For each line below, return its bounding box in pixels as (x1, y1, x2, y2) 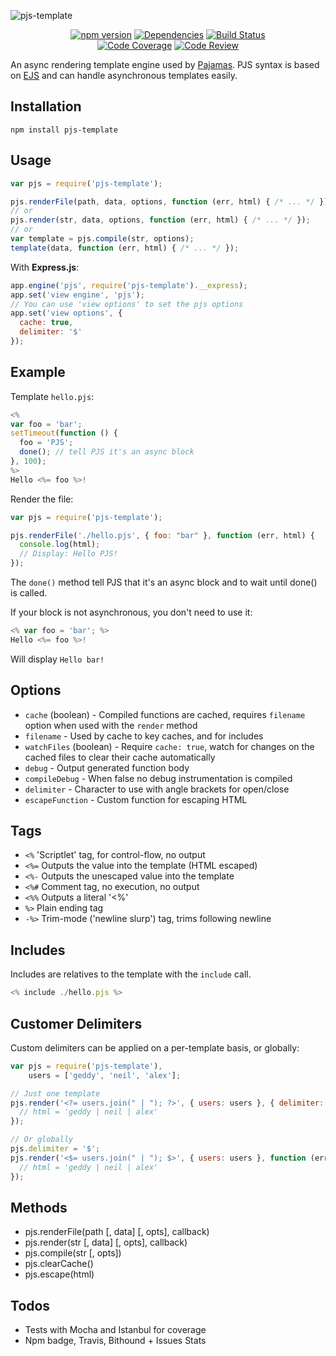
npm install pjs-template (10, 125, 118, 135)
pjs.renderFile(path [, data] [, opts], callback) (24, 1226, 210, 1238)
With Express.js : (10, 261, 80, 273)
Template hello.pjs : (10, 390, 95, 402)
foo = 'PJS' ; (19, 438, 74, 448)
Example (10, 364, 66, 381)
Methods (10, 1199, 68, 1216)
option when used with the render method (24, 719, 198, 731)
